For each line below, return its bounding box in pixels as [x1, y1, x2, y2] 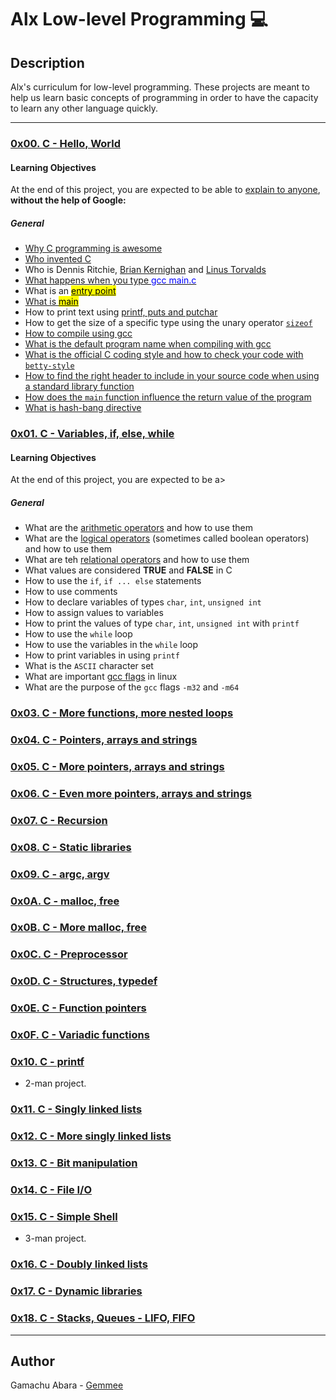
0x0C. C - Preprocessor [10, 947, 128, 961]
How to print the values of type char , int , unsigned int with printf [24, 617, 300, 630]
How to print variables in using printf [24, 649, 180, 661]
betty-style [24, 361, 75, 371]
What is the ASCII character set [24, 660, 154, 672]
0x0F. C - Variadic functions [10, 1028, 150, 1042]
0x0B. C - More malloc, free [10, 921, 147, 935]
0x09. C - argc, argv [10, 867, 110, 881]
